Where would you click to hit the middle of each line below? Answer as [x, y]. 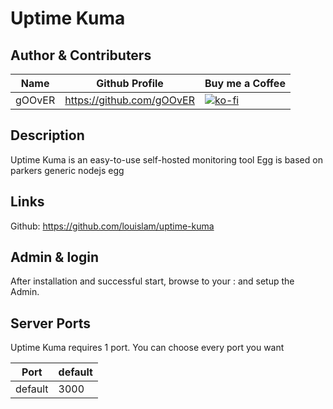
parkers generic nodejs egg [67, 170]
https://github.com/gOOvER [129, 100]
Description [47, 135]
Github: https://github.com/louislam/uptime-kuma [112, 226]
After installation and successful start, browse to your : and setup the [152, 281]
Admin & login [55, 257]
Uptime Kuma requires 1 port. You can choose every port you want [147, 348]
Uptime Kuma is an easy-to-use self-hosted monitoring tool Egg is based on [166, 159]
